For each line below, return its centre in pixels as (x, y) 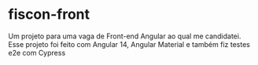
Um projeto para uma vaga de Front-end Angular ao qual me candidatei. (125, 36)
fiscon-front (49, 14)
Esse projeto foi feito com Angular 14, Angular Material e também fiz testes (129, 44)
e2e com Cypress (37, 52)
